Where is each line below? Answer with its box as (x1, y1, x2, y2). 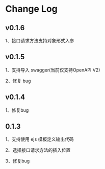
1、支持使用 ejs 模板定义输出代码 (5, 136, 74, 142)
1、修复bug (5, 107, 29, 113)
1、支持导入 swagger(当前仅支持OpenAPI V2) (5, 67, 100, 73)
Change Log (5, 3, 58, 15)
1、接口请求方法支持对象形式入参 (5, 38, 74, 43)
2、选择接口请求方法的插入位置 (5, 147, 71, 153)
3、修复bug (5, 158, 30, 164)
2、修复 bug (5, 78, 31, 84)
